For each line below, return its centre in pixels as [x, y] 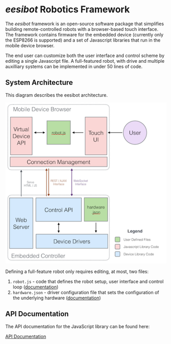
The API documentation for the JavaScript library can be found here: [78, 326]
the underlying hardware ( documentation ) [57, 298]
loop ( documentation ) [36, 287]
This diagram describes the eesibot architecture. [57, 95]
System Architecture [39, 83]
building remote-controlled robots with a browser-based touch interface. [82, 29]
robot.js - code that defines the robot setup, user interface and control [88, 281]
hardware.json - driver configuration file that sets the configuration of [86, 292]
